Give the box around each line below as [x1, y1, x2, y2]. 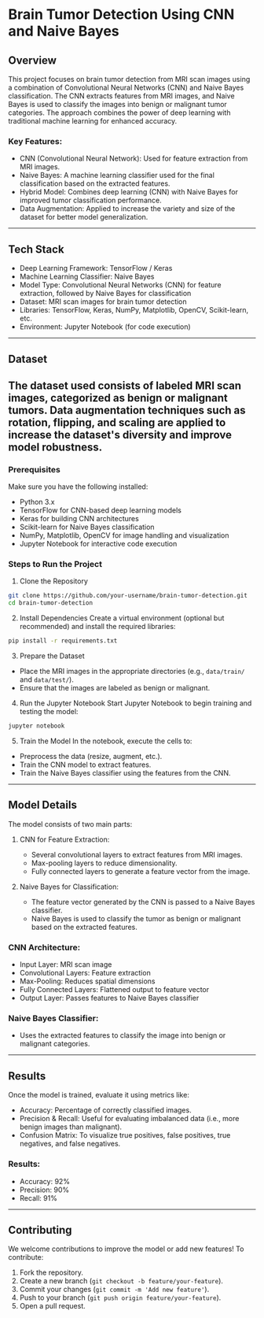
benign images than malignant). [19, 1122, 123, 1131]
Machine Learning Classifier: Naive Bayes [19, 272, 155, 281]
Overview [8, 54, 57, 67]
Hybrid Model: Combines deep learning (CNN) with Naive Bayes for [19, 187, 238, 197]
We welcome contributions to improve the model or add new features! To [8, 1244, 244, 1253]
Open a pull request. [19, 1301, 86, 1311]
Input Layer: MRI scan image [19, 960, 112, 969]
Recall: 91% [19, 1193, 57, 1202]
